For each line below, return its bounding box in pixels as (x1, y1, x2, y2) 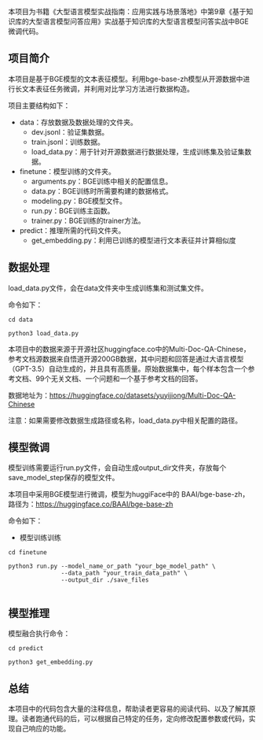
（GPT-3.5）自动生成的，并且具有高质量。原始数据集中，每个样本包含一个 (8, 364, 249, 373)
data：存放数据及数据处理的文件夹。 (19, 117, 137, 127)
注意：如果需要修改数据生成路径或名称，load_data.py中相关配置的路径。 (8, 416, 242, 425)
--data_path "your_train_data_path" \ (60, 569, 188, 577)
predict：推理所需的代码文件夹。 (19, 225, 126, 235)
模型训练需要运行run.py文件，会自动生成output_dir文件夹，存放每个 (8, 463, 227, 472)
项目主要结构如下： (8, 101, 71, 110)
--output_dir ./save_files (60, 576, 149, 584)
